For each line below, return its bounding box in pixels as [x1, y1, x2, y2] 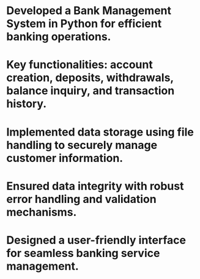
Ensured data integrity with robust [6, 179, 184, 193]
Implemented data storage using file [6, 125, 194, 139]
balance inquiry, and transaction [6, 84, 175, 98]
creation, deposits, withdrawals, [6, 71, 174, 85]
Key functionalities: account [6, 58, 153, 72]
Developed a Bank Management [6, 4, 172, 18]
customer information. [6, 151, 124, 165]
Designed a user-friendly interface [6, 233, 187, 247]
